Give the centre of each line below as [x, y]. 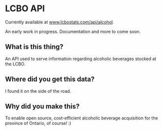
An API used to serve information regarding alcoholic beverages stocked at [81, 59]
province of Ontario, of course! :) [38, 123]
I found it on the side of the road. [38, 91]
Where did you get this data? [50, 79]
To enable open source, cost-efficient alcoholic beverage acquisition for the [81, 118]
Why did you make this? [42, 106]
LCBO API [25, 9]
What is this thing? [34, 47]
